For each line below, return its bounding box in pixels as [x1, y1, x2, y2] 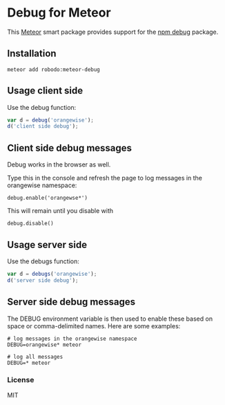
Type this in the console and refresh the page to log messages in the [7, 174, 202, 182]
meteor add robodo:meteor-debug [7, 66, 100, 73]
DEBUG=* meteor [7, 359, 51, 366]
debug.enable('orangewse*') [7, 195, 88, 202]
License [7, 375, 35, 385]
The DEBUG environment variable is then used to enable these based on [7, 314, 213, 323]
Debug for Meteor [7, 5, 112, 21]
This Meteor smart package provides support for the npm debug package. [7, 28, 219, 36]
